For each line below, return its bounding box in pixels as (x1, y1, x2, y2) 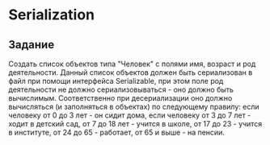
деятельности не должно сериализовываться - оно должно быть (8, 85, 234, 94)
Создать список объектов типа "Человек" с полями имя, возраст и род (8, 59, 256, 68)
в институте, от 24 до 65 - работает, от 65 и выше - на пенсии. (8, 127, 225, 137)
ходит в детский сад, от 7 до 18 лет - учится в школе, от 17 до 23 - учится (8, 119, 263, 128)
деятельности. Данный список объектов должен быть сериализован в (8, 68, 253, 77)
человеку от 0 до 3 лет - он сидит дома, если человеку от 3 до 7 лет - (8, 110, 251, 120)
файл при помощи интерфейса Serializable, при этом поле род (8, 77, 224, 85)
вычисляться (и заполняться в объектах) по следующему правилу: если (8, 102, 260, 111)
